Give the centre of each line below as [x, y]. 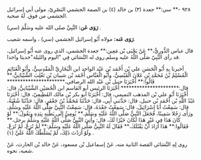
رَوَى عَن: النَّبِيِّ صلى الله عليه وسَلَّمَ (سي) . [54, 27]
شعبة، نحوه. [20, 151]
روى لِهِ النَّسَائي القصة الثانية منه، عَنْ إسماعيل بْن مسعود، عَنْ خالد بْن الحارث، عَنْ [97, 144]
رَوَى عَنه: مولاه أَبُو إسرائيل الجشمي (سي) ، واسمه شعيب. [71, 39]
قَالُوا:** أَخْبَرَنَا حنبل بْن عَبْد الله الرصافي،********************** [81, 82]
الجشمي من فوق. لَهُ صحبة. [37, 16]
